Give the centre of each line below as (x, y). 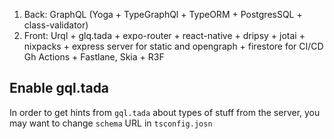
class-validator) (56, 25)
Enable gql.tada (59, 88)
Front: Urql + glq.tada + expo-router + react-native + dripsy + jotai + (164, 35)
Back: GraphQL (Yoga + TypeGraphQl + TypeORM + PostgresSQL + (163, 14)
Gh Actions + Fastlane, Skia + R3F (94, 57)
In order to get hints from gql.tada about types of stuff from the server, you (165, 112)
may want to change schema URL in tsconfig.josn (111, 123)
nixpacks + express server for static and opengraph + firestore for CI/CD (173, 46)
